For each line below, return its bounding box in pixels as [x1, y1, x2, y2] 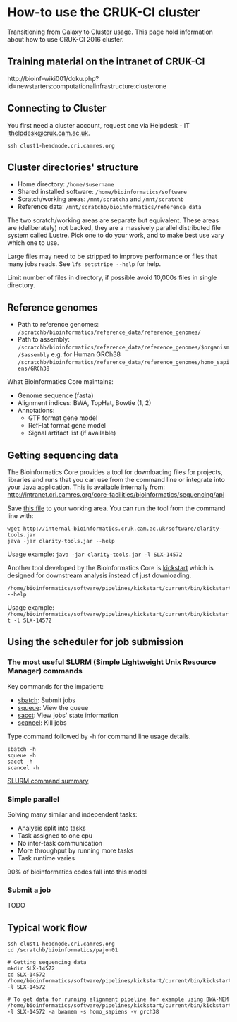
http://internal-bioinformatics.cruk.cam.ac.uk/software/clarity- [23, 525, 222, 532]
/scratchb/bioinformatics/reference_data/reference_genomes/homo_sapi [17, 359, 230, 366]
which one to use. [7, 239, 59, 247]
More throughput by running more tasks [17, 846, 134, 855]
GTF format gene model [28, 414, 98, 422]
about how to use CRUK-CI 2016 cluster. [7, 35, 124, 43]
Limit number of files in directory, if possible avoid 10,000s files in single [7, 273, 217, 282]
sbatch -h [7, 745, 37, 752]
